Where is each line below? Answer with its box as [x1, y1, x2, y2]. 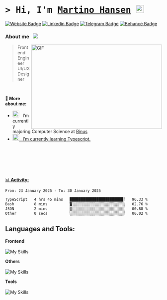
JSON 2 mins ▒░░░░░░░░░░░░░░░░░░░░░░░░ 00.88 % [5, 206, 148, 211]
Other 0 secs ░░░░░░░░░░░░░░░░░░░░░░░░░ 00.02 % [5, 211, 148, 216]
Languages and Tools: [5, 225, 76, 233]
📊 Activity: [5, 177, 29, 183]
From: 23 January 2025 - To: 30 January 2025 [5, 188, 101, 193]
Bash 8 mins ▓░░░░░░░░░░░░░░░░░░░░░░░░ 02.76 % [5, 202, 148, 207]
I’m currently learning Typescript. [22, 136, 91, 142]
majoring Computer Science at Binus [12, 129, 88, 135]
